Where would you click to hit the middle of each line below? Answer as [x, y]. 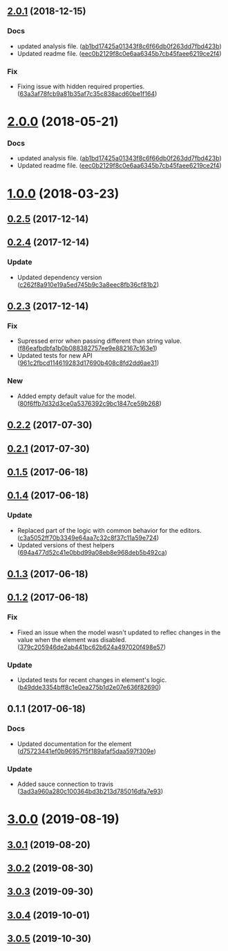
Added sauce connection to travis [65, 784]
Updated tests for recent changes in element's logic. [92, 679]
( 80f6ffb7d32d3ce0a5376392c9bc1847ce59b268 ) [89, 403]
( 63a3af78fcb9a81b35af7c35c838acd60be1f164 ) [87, 93]
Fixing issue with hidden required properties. [81, 86]
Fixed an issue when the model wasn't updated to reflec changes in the [119, 632]
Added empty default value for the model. [77, 396]
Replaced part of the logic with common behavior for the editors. [109, 530]
